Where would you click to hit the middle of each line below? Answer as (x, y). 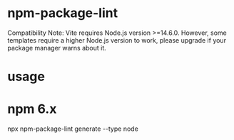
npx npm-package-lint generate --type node (73, 129)
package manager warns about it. (57, 48)
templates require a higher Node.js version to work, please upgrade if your (117, 40)
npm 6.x (32, 109)
